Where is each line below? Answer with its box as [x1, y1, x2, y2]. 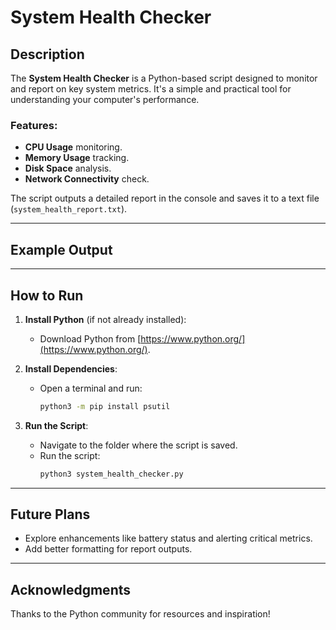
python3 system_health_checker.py [39, 469, 184, 479]
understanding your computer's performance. [10, 94, 200, 105]
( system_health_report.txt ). [10, 203, 128, 215]
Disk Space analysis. [24, 162, 112, 175]
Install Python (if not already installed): [24, 313, 187, 325]
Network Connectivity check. [24, 173, 150, 185]
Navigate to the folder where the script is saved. [39, 439, 238, 451]
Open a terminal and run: [39, 382, 143, 394]
